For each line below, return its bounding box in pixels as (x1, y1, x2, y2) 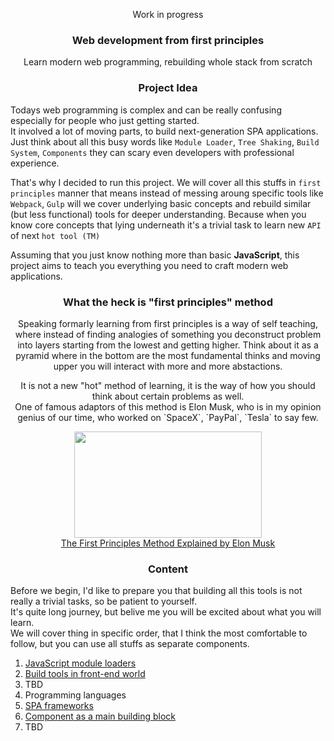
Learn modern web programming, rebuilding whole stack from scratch (23, 56, 313, 68)
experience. (10, 157, 60, 169)
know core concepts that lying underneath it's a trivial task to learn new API (10, 219, 322, 231)
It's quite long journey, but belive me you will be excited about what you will (10, 606, 322, 618)
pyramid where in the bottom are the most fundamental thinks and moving (15, 349, 321, 361)
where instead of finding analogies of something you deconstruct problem (14, 328, 322, 340)
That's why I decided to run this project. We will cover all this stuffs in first (10, 176, 322, 188)
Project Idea (138, 81, 198, 95)
